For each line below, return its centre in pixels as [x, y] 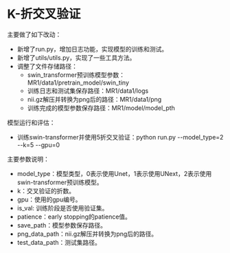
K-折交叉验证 [44, 14]
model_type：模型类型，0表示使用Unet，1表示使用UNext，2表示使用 [114, 173]
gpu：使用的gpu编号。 [49, 199]
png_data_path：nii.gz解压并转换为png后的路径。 [87, 234]
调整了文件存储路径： [47, 66]
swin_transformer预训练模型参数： [76, 75]
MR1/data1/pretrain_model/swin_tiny [78, 82]
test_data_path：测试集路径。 [59, 242]
